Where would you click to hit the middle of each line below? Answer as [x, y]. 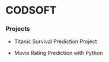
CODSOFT [31, 10]
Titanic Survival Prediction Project [55, 41]
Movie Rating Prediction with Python [58, 53]
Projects [18, 29]
